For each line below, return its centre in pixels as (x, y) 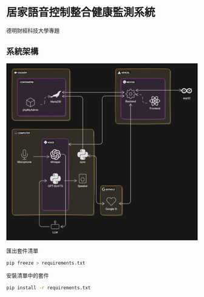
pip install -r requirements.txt (49, 288)
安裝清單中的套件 (28, 275)
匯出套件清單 (22, 251)
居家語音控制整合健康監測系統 (81, 12)
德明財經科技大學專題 (33, 30)
